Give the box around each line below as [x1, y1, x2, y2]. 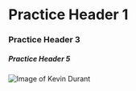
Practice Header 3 [8, 34, 80, 45]
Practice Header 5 [8, 53, 71, 63]
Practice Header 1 [8, 6, 129, 24]
